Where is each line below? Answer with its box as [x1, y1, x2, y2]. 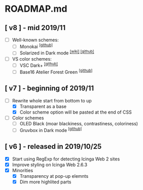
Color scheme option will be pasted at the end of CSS [19, 109, 132, 115]
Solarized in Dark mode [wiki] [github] [19, 49, 94, 56]
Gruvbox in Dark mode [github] [19, 126, 82, 133]
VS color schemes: [12, 56, 52, 62]
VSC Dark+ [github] [19, 62, 58, 69]
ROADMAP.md [5, 3, 67, 15]
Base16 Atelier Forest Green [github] [19, 68, 93, 75]
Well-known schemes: [12, 37, 59, 43]
